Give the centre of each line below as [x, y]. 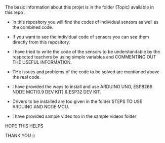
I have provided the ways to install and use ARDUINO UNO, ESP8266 [82, 87]
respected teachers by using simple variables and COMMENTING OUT [84, 57]
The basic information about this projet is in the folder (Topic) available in [80, 7]
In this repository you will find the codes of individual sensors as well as [85, 22]
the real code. [26, 77]
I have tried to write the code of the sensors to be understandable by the [86, 52]
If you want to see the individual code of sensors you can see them [81, 37]
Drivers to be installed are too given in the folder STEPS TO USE [77, 101]
